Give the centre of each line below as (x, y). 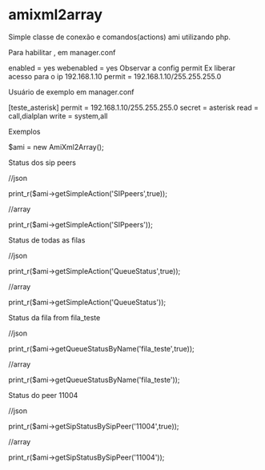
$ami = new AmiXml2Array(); (56, 147)
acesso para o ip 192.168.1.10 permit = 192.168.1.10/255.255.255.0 (115, 76)
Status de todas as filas (47, 240)
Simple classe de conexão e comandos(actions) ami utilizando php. (119, 37)
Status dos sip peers (42, 163)
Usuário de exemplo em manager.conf (71, 92)
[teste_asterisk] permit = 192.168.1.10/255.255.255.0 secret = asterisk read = (133, 107)
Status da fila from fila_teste (54, 317)
